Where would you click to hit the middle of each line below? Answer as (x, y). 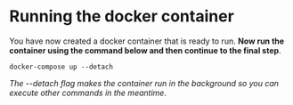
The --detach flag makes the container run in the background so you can (144, 83)
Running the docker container (122, 16)
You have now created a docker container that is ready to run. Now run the (147, 41)
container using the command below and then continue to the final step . (146, 50)
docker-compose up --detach (61, 67)
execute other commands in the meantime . (88, 93)
